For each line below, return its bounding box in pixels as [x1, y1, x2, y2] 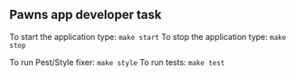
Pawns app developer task [9, 7, 162, 23]
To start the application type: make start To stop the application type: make [9, 31, 287, 42]
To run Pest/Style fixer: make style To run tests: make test [9, 56, 225, 67]
